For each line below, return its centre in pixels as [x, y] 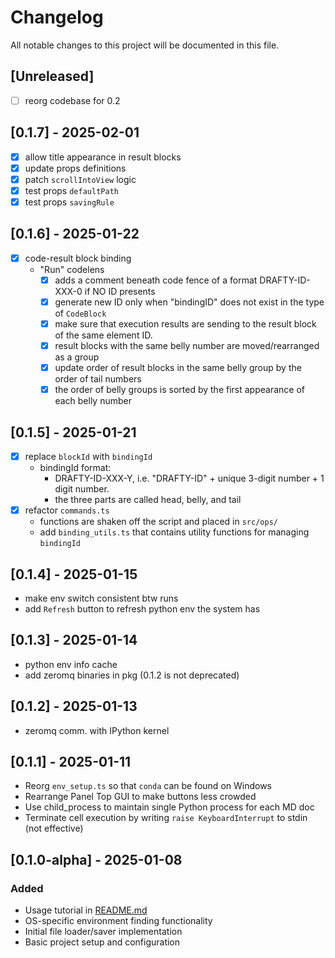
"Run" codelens [72, 269]
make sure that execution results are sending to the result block [185, 323]
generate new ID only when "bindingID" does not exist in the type [189, 302]
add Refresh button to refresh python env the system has [142, 608]
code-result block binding [78, 258]
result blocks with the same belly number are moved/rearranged [187, 345]
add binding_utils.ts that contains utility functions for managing [174, 532]
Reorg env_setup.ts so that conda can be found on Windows [148, 786]
